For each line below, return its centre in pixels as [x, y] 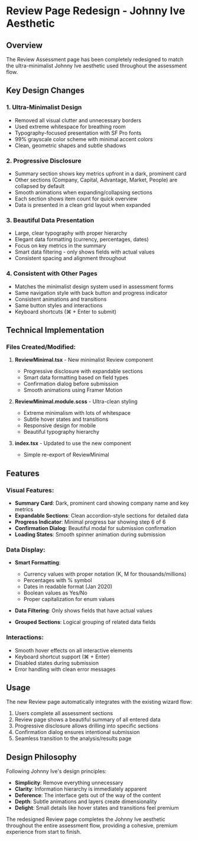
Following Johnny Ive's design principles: [56, 771]
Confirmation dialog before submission [71, 384]
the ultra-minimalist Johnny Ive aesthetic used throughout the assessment [97, 66]
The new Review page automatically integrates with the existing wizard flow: [99, 702]
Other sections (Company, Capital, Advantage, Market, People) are [96, 180]
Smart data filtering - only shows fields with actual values [85, 252]
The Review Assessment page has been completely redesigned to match [95, 59]
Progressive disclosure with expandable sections [83, 371]
